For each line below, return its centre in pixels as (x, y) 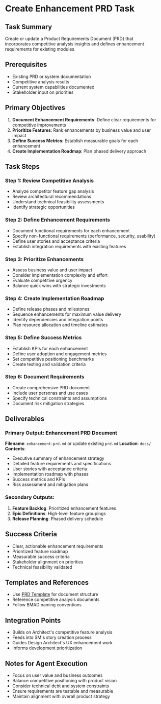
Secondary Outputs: (30, 497)
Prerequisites (26, 65)
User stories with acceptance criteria (50, 469)
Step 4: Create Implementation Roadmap (55, 298)
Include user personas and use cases (50, 393)
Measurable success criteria (41, 556)
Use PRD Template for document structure (55, 594)
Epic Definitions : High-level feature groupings (59, 513)
